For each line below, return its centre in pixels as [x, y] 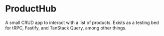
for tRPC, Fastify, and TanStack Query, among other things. [66, 27]
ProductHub [31, 9]
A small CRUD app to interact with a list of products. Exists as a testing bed [82, 22]
